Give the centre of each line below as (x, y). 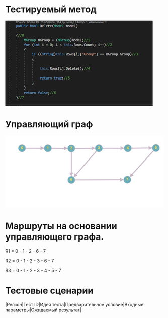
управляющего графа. (55, 237)
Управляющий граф (49, 125)
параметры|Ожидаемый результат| (44, 310)
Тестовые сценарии (49, 291)
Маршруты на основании (61, 226)
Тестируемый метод (51, 9)
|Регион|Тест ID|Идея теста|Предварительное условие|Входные (74, 304)
